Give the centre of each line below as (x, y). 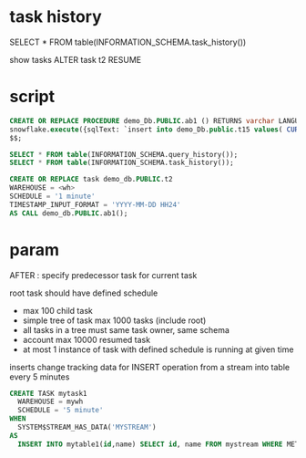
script (32, 97)
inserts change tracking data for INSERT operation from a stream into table (149, 367)
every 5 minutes (40, 377)
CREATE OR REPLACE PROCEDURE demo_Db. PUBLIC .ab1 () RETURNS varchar (142, 120)
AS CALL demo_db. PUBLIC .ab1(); (69, 213)
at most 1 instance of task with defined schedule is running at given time (158, 349)
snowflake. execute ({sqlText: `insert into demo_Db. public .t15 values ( (146, 130)
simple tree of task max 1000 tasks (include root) (114, 320)
